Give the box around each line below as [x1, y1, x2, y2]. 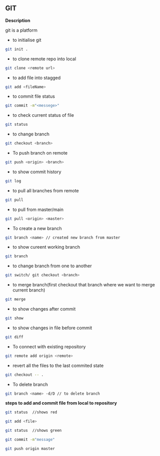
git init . [5, 46, 28, 52]
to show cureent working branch [12, 244, 81, 250]
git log [5, 178, 22, 183]
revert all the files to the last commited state [12, 362, 104, 368]
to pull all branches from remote [12, 187, 79, 193]
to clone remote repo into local [12, 55, 76, 62]
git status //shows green [5, 428, 62, 433]
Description [5, 17, 31, 23]
